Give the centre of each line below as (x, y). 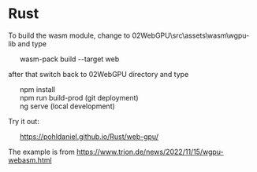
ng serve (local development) (67, 106)
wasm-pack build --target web (69, 59)
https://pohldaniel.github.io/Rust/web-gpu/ (89, 136)
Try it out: (24, 121)
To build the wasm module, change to (69, 35)
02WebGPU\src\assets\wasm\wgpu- (191, 35)
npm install (37, 89)
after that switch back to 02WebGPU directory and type (99, 74)
